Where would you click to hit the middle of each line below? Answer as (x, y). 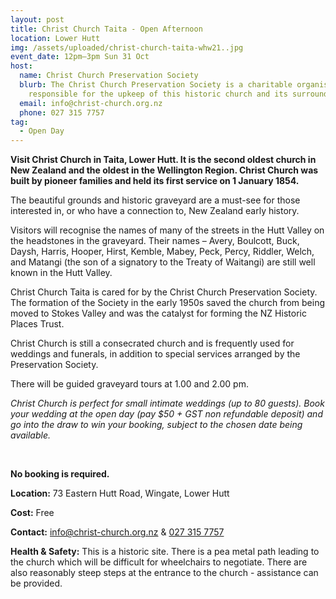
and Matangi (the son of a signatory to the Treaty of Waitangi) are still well (163, 262)
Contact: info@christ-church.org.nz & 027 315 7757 (117, 532)
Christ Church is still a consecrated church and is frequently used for (152, 343)
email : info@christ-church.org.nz (91, 103)
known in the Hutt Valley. (61, 273)
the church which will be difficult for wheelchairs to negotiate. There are (159, 562)
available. (31, 435)
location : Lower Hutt (55, 38)
